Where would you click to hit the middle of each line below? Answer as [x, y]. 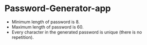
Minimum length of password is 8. [46, 22]
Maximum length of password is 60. [47, 27]
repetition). [23, 37]
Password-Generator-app [58, 8]
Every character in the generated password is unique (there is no [77, 32]
